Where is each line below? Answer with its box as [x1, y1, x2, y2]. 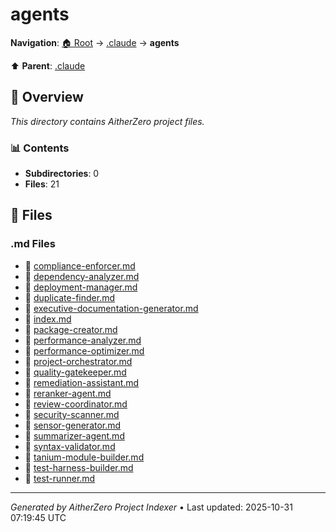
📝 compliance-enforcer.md [24, 259, 136, 272]
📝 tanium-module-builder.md [24, 451, 145, 463]
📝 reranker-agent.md [24, 387, 112, 399]
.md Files [10, 237, 56, 251]
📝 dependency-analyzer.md [24, 270, 140, 282]
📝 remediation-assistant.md [24, 376, 140, 388]
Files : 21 [24, 178, 60, 190]
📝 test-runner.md [24, 472, 96, 484]
